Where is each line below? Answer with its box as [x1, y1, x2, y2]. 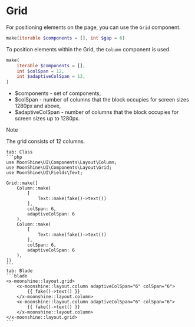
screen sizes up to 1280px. [14, 115, 80, 122]
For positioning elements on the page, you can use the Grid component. [6, 24, 181, 31]
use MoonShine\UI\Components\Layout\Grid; [6, 165, 112, 171]
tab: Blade [6, 268, 33, 274]
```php [6, 155, 22, 161]
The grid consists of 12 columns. [6, 138, 85, 145]
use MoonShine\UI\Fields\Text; [6, 170, 83, 176]
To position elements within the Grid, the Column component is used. [6, 45, 171, 53]
